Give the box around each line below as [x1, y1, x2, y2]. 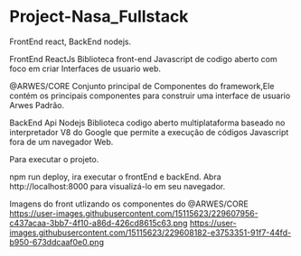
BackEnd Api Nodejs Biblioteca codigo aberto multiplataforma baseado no [9, 117, 286, 128]
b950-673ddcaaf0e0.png [9, 236, 104, 247]
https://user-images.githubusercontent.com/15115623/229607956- [9, 207, 259, 218]
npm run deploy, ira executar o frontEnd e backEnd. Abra [9, 171, 221, 182]
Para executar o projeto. [9, 153, 99, 164]
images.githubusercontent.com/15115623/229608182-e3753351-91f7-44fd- [9, 227, 292, 238]
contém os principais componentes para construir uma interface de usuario [9, 90, 291, 101]
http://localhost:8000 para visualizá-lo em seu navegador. [9, 180, 226, 191]
